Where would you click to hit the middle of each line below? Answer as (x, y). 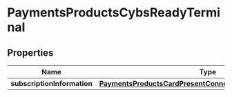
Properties (30, 53)
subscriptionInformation (52, 84)
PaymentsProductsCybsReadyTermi (114, 13)
